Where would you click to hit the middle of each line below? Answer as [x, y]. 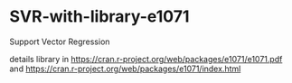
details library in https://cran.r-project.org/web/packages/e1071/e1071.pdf [146, 59]
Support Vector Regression [60, 41]
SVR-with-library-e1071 [99, 17]
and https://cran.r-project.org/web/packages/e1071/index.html [125, 69]
